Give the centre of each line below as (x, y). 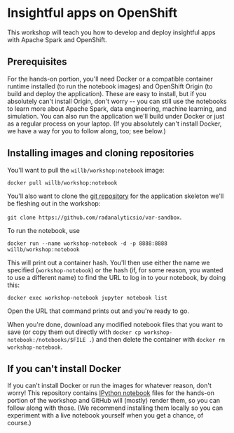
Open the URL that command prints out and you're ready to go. (98, 311)
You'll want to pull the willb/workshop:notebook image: (86, 170)
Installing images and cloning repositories (101, 153)
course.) (19, 423)
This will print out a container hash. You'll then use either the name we (109, 262)
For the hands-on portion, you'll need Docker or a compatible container (110, 79)
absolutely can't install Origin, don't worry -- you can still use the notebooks (117, 101)
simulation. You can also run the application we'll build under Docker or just (116, 116)
